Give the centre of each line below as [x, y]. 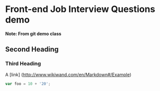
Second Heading [32, 49]
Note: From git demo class [33, 33]
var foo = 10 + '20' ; [28, 83]
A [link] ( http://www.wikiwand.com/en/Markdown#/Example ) [68, 74]
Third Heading [23, 63]
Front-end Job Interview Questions [80, 9]
